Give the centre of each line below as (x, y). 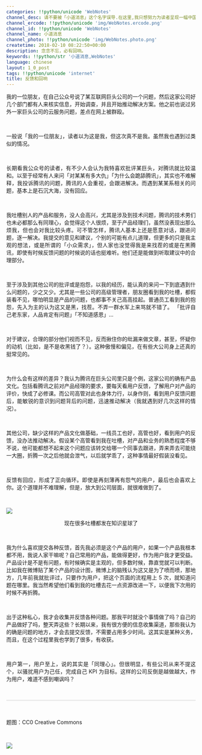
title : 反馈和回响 (27, 79)
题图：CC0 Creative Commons (44, 723)
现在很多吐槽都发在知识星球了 (101, 523)
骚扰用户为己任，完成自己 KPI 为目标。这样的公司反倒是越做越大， (106, 671)
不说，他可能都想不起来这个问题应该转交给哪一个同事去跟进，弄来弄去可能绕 (101, 448)
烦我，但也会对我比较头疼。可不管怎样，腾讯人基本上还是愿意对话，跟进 (98, 230)
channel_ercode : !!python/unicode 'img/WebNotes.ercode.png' (84, 23)
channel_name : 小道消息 (34, 34)
